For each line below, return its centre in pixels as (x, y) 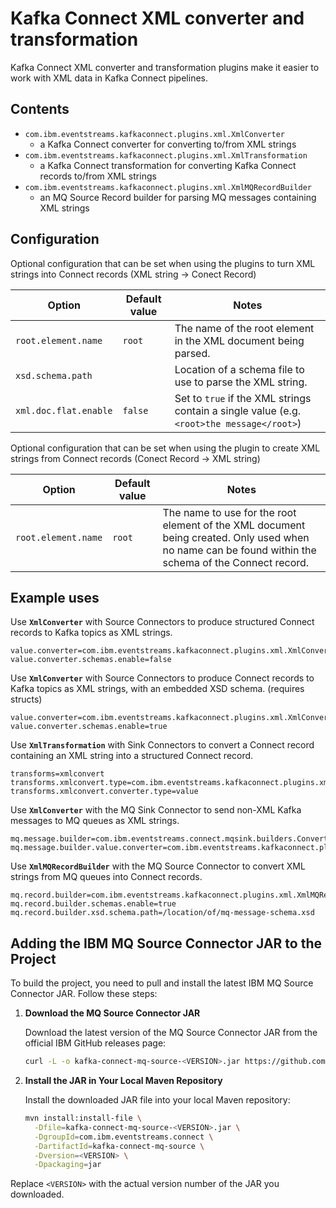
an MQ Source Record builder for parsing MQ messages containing (178, 197)
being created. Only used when (236, 537)
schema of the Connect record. (236, 562)
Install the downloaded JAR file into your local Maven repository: (157, 1100)
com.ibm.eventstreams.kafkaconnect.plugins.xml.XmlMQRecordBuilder (168, 187)
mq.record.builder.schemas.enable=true (93, 904)
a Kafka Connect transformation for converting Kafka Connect (168, 165)
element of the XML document (234, 525)
